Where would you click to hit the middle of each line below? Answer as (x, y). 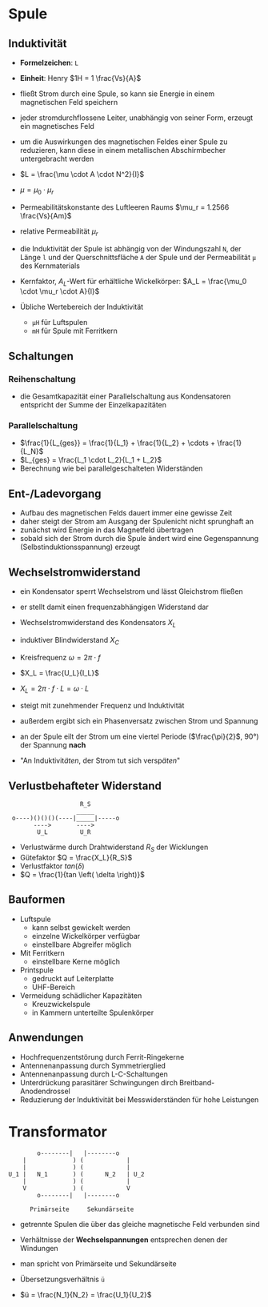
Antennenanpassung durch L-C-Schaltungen (94, 1074)
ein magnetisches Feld (57, 126)
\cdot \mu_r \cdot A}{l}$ (60, 291)
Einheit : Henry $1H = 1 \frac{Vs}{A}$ (80, 78)
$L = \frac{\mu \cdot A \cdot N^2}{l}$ (82, 174)
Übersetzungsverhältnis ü (62, 1279)
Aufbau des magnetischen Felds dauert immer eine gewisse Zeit (126, 513)
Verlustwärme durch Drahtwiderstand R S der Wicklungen (114, 848)
